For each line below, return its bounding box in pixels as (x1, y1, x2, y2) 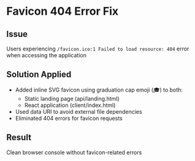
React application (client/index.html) (24, 101, 116, 109)
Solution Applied (6, 69, 72, 80)
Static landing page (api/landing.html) (24, 95, 120, 102)
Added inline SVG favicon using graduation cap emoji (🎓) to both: (15, 86, 183, 93)
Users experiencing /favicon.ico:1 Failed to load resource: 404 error (6, 45, 189, 52)
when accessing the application (6, 52, 87, 59)
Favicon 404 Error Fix (6, 4, 119, 18)
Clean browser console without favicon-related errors (6, 149, 142, 156)
